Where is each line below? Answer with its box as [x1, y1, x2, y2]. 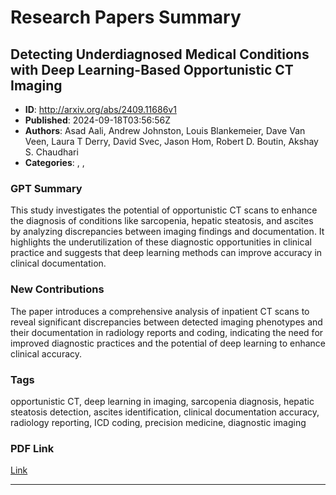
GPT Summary [10, 181, 83, 195]
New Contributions [10, 282, 105, 296]
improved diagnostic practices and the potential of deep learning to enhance [10, 337, 326, 349]
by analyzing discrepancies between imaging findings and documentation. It [10, 226, 325, 238]
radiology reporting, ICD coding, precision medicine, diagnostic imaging [10, 416, 307, 428]
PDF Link [10, 441, 55, 455]
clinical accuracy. [10, 347, 83, 360]
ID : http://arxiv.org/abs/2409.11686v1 [24, 104, 177, 115]
